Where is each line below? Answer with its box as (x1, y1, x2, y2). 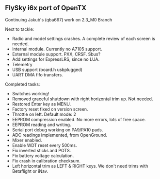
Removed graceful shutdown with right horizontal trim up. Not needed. (12, 96, 153, 102)
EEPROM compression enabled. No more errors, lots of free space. (12, 116, 146, 122)
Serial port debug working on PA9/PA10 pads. (12, 126, 103, 133)
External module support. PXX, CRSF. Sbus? (12, 51, 101, 57)
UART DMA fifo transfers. (12, 72, 63, 77)
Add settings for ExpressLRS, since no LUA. (12, 56, 100, 62)
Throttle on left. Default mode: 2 (12, 111, 76, 117)
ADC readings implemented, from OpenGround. (12, 132, 108, 138)
